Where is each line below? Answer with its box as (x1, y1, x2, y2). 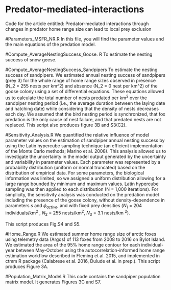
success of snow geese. (5, 56, 57, 62)
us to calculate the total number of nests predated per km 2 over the (5, 94, 147, 101)
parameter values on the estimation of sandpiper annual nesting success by (5, 137, 165, 143)
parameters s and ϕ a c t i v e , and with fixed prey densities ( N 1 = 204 (5, 202, 142, 210)
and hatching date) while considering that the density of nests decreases (5, 105, 159, 111)
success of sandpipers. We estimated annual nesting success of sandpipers (5, 72, 166, 78)
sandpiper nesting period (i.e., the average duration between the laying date (5, 100, 165, 106)
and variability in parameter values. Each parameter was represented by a (5, 159, 161, 165)
